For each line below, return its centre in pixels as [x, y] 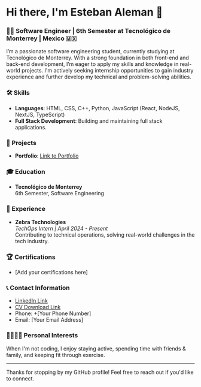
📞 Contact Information [38, 288]
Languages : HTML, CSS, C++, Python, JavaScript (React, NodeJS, [98, 108]
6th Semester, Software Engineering [60, 193]
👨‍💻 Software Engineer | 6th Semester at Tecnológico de [89, 31]
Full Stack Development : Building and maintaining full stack [89, 121]
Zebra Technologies [40, 222]
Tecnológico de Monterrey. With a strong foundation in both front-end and [98, 58]
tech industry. [32, 241]
